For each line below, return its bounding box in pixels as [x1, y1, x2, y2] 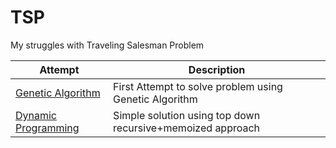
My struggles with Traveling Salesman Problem [10, 39, 205, 51]
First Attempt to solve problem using [113, 79, 283, 93]
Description [188, 62, 246, 76]
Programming [15, 121, 80, 135]
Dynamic [15, 108, 58, 122]
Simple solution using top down [113, 108, 261, 122]
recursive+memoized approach [113, 121, 261, 135]
